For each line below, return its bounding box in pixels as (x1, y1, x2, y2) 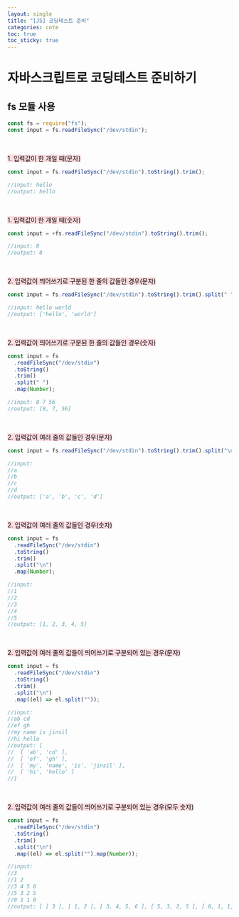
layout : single (7, 10, 53, 18)
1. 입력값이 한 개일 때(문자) (7, 154, 81, 163)
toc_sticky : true (7, 37, 59, 44)
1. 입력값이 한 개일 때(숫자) (7, 216, 81, 224)
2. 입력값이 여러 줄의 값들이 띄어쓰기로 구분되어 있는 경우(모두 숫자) (7, 803, 194, 811)
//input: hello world (7, 304, 72, 311)
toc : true (7, 30, 37, 38)
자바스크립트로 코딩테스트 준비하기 (7, 70, 197, 86)
